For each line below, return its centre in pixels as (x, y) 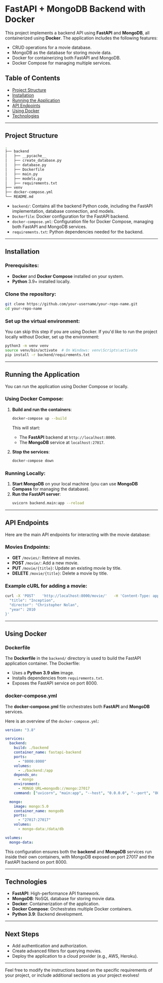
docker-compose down (33, 461)
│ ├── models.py (24, 179)
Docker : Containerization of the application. (56, 904)
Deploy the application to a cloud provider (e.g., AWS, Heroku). (75, 956)
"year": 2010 (23, 610)
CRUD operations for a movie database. (52, 47)
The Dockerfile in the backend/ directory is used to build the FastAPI (73, 658)
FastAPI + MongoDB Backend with (75, 9)
